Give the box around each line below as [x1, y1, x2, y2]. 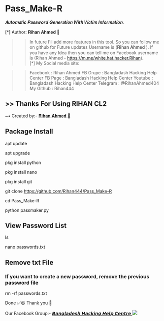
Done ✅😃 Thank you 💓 [5, 300, 52, 306]
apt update [5, 140, 27, 146]
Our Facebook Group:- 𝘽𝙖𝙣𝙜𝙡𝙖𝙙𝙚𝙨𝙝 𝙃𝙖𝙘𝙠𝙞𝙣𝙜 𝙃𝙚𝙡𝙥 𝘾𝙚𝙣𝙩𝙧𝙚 [5, 311, 131, 317]
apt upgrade [5, 150, 31, 156]
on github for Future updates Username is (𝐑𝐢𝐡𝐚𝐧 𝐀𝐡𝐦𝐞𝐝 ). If [29, 44, 153, 50]
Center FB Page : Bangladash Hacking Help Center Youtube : [29, 75, 153, 81]
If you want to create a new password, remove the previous [5, 273, 150, 280]
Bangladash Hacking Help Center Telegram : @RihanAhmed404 [29, 80, 159, 86]
